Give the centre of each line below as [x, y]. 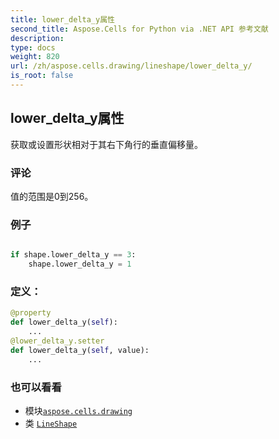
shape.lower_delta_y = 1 [80, 264]
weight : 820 [35, 57]
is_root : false [42, 76]
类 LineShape [51, 423]
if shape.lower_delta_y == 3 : [73, 255]
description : [37, 38]
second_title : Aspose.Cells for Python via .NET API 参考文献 [139, 29]
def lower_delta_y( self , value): [80, 350]
